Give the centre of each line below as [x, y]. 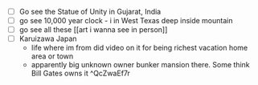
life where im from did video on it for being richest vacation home [139, 48]
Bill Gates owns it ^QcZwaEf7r [80, 73]
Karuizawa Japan [48, 38]
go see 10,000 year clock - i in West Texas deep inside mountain [126, 21]
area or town [52, 56]
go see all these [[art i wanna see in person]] [93, 30]
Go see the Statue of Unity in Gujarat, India [90, 12]
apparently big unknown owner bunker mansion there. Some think [140, 65]
